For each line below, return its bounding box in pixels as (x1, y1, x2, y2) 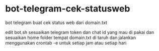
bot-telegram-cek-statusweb (5, 3, 130, 14)
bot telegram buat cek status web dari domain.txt (5, 19, 107, 25)
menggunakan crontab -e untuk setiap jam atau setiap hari (5, 39, 127, 45)
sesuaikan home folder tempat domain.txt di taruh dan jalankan (5, 34, 136, 40)
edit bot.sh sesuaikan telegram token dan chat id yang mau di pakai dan (5, 29, 154, 35)
